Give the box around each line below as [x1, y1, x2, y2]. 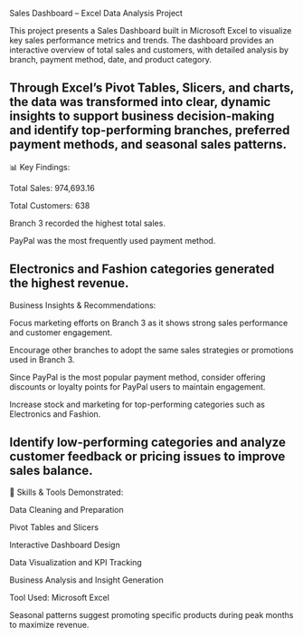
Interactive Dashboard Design [9, 539, 120, 551]
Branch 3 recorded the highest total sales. [9, 217, 166, 228]
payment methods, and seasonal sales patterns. [9, 137, 288, 152]
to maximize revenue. [9, 620, 90, 631]
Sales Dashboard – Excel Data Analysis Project [9, 8, 184, 18]
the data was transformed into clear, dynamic [9, 94, 271, 110]
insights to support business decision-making [9, 109, 275, 124]
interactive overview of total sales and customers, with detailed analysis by [9, 44, 289, 55]
